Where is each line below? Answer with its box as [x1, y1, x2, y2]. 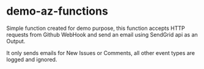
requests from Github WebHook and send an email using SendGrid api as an [6, 31, 199, 38]
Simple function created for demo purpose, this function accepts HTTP [6, 24, 185, 32]
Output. [6, 37, 26, 45]
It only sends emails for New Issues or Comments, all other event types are [6, 49, 195, 56]
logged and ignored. [6, 56, 57, 63]
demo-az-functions [6, 4, 109, 18]
